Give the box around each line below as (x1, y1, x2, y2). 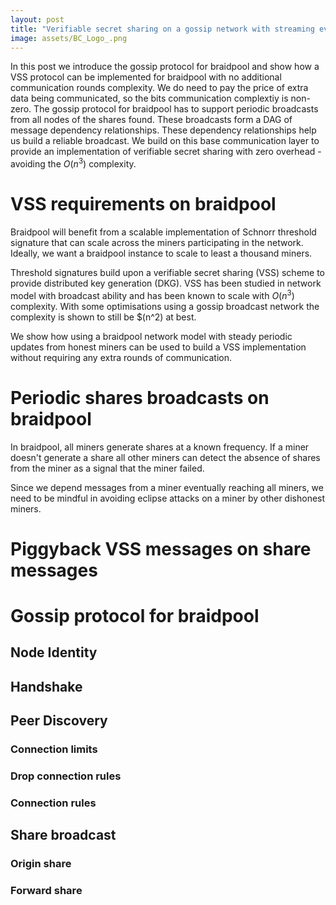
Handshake (10, 678, 83, 695)
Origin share (10, 857, 72, 871)
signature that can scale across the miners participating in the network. (10, 236, 304, 248)
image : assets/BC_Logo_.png (10, 33, 128, 43)
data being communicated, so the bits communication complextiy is (10, 92, 289, 105)
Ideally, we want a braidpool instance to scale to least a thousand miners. (10, 247, 313, 259)
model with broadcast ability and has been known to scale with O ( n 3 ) (10, 287, 295, 301)
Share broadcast (10, 827, 117, 844)
